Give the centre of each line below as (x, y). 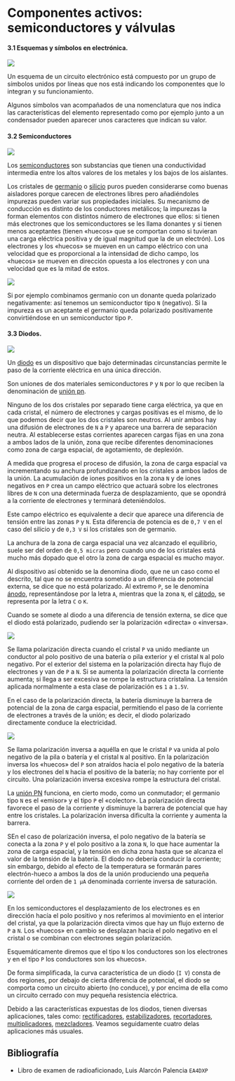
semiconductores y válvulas (91, 28)
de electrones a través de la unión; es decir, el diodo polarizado (99, 715)
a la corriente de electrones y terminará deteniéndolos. (87, 500)
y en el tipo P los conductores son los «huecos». (77, 959)
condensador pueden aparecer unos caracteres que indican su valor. (107, 120)
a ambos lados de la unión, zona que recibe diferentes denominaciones (110, 442)
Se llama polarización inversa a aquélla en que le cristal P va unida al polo (113, 749)
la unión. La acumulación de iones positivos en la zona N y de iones (104, 478)
